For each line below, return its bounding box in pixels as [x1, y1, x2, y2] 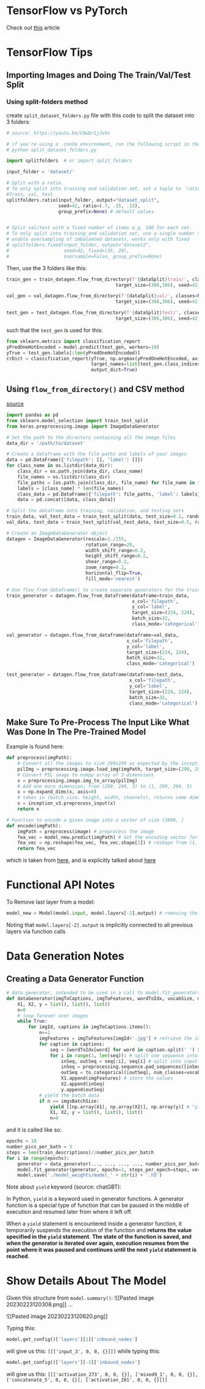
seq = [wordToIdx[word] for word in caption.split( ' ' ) [49, 1046, 195, 1053]
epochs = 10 [6, 1138, 37, 1145]
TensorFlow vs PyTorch [6, 4, 128, 18]
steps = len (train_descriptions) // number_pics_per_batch [6, 1149, 154, 1156]
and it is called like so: [6, 1126, 62, 1134]
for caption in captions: [38, 1041, 105, 1047]
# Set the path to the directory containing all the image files [6, 434, 176, 441]
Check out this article [6, 24, 60, 31]
